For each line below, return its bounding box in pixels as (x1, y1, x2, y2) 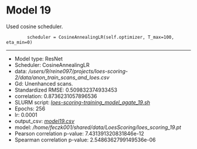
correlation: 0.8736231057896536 (14, 92, 98, 100)
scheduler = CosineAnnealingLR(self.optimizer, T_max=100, (27, 34, 175, 40)
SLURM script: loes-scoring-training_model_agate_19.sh (14, 99, 151, 106)
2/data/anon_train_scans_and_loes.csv (14, 74, 110, 81)
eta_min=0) (6, 39, 33, 45)
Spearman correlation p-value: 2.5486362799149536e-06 (14, 136, 156, 143)
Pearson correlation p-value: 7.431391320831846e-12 (14, 130, 145, 137)
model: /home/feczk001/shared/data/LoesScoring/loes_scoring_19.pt (14, 124, 182, 131)
